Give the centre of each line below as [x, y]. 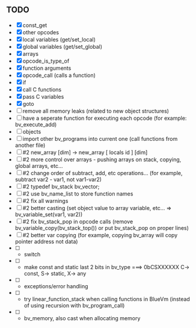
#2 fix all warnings [45, 200]
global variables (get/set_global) [63, 46]
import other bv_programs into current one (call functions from [100, 138]
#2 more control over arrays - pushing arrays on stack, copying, [102, 159]
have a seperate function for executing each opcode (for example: [105, 118]
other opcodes [41, 32]
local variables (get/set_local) [59, 39]
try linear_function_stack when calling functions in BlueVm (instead [107, 299]
